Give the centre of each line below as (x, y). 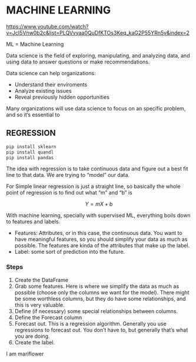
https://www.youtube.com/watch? (47, 26)
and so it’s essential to (33, 115)
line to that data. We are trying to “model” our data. (68, 175)
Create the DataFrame (41, 280)
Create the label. (35, 342)
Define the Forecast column (48, 317)
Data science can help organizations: (51, 73)
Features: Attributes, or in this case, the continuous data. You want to (98, 233)
